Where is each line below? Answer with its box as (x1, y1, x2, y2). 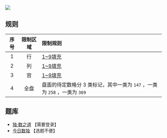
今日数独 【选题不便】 (12, 128, 58, 134)
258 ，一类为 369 (48, 89, 86, 96)
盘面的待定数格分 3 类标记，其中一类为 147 (41, 81, 142, 88)
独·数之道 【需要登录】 (12, 121, 59, 127)
